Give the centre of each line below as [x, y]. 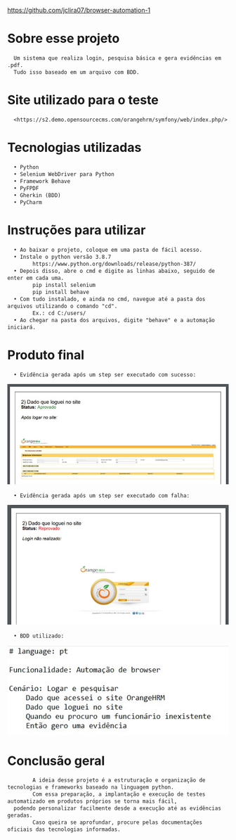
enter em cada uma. [36, 278]
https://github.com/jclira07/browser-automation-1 [79, 10]
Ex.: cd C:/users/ [59, 313]
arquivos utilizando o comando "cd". [63, 306]
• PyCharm [28, 202]
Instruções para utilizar [77, 230]
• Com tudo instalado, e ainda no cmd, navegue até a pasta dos [110, 299]
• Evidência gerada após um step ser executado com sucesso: [105, 375]
